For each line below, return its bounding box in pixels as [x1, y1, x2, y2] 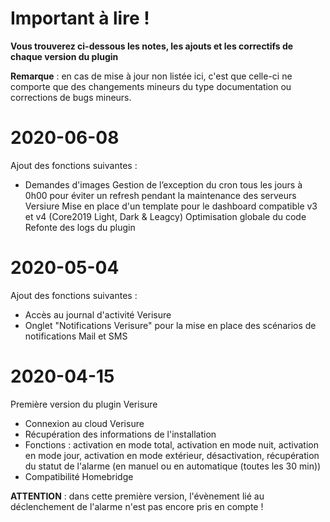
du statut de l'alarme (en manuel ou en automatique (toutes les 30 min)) [24, 460, 322, 472]
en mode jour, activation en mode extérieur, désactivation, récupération [24, 449, 320, 461]
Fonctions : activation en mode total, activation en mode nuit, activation [24, 438, 319, 451]
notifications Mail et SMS [24, 330, 128, 342]
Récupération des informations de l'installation [24, 428, 217, 440]
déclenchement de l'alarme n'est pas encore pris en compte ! [10, 500, 264, 512]
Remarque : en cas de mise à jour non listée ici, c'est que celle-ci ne [10, 70, 293, 82]
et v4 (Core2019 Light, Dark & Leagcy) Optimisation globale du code [24, 210, 307, 222]
